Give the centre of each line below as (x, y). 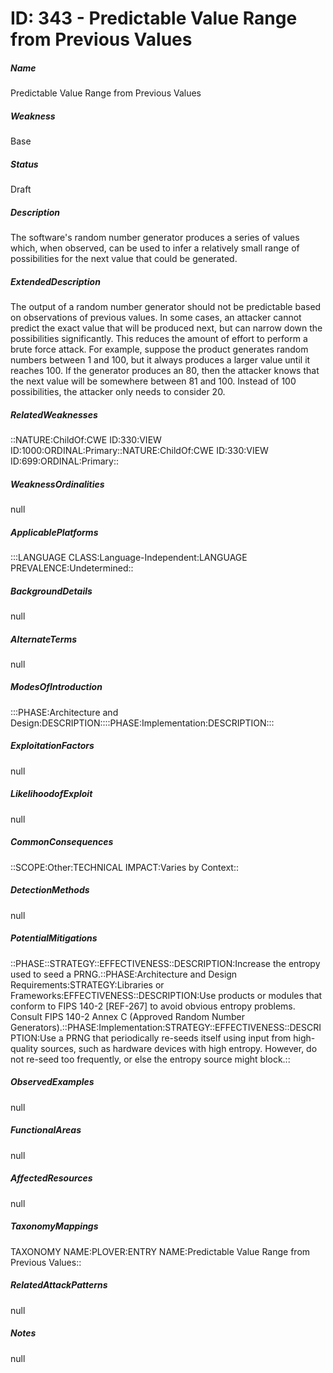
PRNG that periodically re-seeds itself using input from (178, 1038)
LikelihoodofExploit (51, 794)
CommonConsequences (62, 842)
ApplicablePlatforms (54, 532)
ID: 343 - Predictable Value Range (154, 18)
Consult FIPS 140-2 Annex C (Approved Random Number (128, 1016)
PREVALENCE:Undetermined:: (72, 568)
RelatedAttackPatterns (59, 1285)
